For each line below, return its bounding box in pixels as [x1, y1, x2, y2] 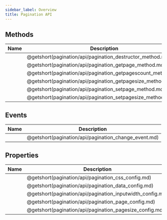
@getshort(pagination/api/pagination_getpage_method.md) [26, 62, 166, 69]
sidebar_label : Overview [5, 7, 57, 12]
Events [5, 110, 27, 119]
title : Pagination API [5, 12, 52, 17]
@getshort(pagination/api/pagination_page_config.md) [26, 198, 156, 205]
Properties [5, 151, 39, 159]
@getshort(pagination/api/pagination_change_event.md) [26, 134, 159, 141]
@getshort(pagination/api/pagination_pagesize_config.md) [26, 206, 165, 213]
